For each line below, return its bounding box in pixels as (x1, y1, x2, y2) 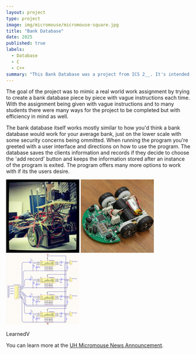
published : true (6, 40, 46, 46)
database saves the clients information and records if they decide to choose (6, 149, 190, 156)
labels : (6, 47, 25, 53)
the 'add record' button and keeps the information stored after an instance (6, 155, 185, 162)
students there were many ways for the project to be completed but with (6, 107, 180, 114)
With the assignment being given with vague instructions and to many (6, 100, 174, 108)
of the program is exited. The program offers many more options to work (6, 162, 181, 169)
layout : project (6, 9, 46, 15)
